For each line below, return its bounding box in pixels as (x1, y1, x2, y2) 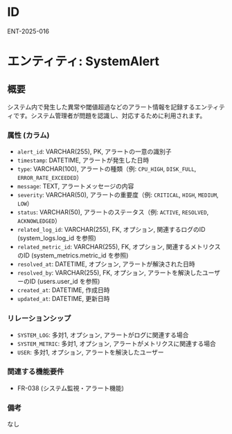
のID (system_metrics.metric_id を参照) (17, 251, 129, 260)
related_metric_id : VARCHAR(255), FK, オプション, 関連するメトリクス (17, 243, 221, 251)
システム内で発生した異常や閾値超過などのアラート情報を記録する (7, 102, 195, 111)
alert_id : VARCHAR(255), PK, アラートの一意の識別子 (17, 147, 172, 156)
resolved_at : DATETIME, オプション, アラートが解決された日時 (17, 260, 195, 269)
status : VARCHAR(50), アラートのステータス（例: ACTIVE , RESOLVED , (17, 208, 209, 217)
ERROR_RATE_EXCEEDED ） (17, 174, 83, 182)
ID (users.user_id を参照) (29, 278, 100, 286)
